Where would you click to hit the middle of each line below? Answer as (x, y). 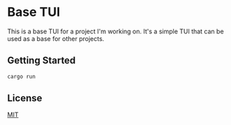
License (25, 98)
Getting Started (42, 61)
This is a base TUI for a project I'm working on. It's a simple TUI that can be (116, 31)
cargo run (22, 76)
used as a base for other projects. (56, 38)
